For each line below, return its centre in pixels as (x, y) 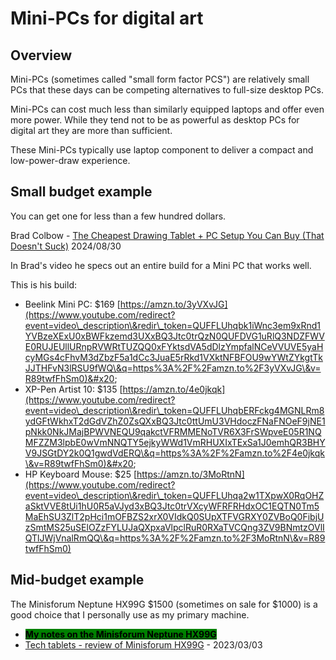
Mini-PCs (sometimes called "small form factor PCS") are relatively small (160, 79)
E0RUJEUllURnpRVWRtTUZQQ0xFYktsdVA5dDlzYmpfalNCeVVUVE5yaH (174, 346)
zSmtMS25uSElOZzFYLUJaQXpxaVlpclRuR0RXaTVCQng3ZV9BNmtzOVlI (174, 527)
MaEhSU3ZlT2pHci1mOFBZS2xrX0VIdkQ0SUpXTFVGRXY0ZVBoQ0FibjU (174, 516)
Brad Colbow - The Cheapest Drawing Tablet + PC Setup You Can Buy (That (167, 235)
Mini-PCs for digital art (107, 18)
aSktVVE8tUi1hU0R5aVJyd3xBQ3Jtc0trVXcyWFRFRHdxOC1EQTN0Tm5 (172, 506)
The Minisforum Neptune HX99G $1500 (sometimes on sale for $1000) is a (164, 604)
